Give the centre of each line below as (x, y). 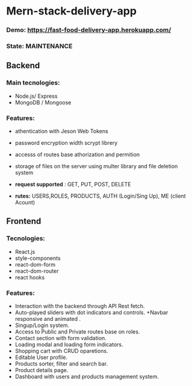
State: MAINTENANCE (39, 46)
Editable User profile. (41, 357)
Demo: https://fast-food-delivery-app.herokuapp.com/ (89, 30)
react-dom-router (37, 271)
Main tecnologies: (33, 83)
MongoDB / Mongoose (43, 102)
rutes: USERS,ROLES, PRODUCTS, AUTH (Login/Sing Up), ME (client (100, 196)
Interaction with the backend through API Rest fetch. (80, 306)
